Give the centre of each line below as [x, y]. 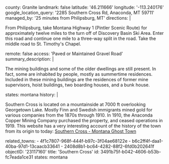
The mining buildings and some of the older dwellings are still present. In [81, 69]
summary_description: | [30, 59]
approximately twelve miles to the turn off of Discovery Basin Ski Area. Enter [84, 33]
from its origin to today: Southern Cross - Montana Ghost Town [71, 131]
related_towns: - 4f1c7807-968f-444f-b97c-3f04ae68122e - [68, 141]
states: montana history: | [32, 95]
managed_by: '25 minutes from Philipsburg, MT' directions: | [68, 18]
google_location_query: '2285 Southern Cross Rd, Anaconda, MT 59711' [80, 13]
